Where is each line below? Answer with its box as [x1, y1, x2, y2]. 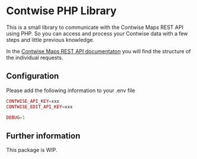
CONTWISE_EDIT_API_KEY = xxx [6, 103, 73, 110]
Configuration [6, 71, 59, 81]
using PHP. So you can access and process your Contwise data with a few [6, 30, 188, 37]
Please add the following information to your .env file [6, 87, 135, 94]
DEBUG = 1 [6, 114, 26, 121]
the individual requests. [6, 54, 63, 61]
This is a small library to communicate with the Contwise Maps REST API [6, 24, 184, 31]
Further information [6, 131, 81, 141]
